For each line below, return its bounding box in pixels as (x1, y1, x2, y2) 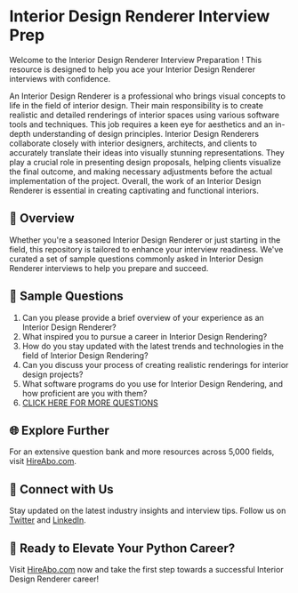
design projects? (21, 369, 84, 380)
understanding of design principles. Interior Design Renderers (32, 128, 260, 139)
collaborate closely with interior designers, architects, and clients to (9, 138, 258, 148)
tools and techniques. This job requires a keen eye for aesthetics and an (9, 118, 273, 130)
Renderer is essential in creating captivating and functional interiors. (9, 185, 260, 196)
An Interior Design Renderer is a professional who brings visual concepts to (9, 91, 286, 101)
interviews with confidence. (9, 73, 111, 84)
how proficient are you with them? (21, 388, 148, 398)
